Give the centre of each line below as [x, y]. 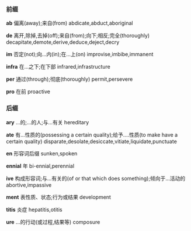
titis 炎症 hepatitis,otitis [34, 209]
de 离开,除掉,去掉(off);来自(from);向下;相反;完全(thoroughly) [78, 36]
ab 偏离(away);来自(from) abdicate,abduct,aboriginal [70, 23]
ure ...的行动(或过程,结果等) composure [53, 222]
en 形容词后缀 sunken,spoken [42, 153]
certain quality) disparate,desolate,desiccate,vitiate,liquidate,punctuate [91, 141]
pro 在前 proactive [28, 91]
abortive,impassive [29, 185]
